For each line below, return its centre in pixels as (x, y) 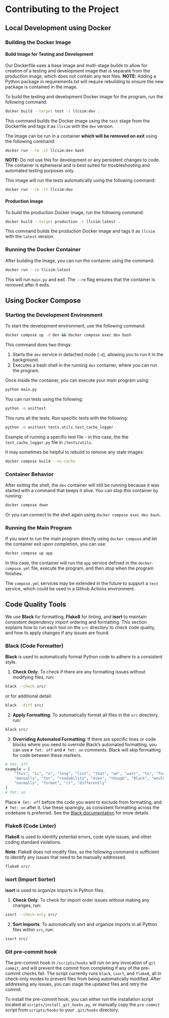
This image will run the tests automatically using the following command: (80, 180)
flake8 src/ (18, 867)
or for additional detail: (29, 696)
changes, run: (27, 906)
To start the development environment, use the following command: (75, 326)
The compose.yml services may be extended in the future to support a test (82, 583)
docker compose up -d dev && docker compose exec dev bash (68, 335)
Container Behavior (29, 474)
